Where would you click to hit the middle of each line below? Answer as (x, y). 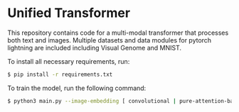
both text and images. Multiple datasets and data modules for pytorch (110, 40)
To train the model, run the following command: (77, 88)
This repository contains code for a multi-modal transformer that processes (118, 33)
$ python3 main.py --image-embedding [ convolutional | (92, 101)
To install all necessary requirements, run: (69, 61)
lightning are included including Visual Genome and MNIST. (94, 47)
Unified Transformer (69, 13)
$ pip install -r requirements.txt (60, 74)
